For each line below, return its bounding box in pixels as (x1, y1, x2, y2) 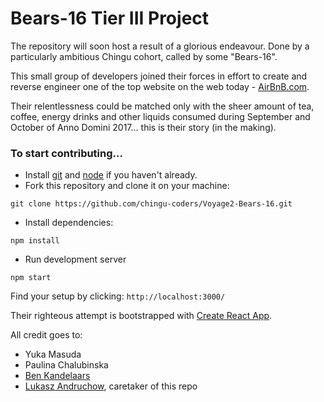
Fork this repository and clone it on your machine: (24, 180, 230, 192)
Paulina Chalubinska (24, 359, 109, 371)
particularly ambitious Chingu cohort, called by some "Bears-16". (10, 50, 278, 62)
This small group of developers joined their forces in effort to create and (10, 70, 308, 82)
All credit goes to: (10, 329, 83, 341)
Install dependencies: (24, 217, 114, 229)
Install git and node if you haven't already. (24, 169, 198, 181)
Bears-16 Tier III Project (10, 7, 210, 30)
